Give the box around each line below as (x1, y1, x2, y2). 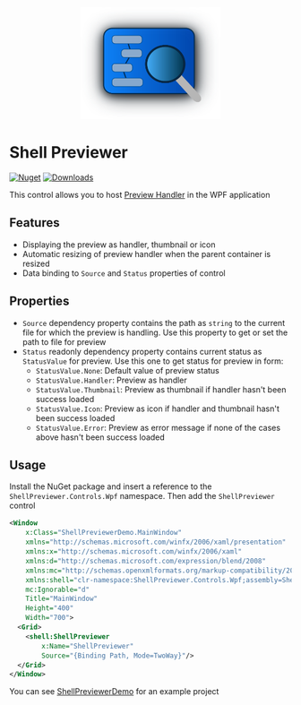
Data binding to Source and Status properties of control (21, 267, 226, 279)
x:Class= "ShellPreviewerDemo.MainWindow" (25, 529, 182, 537)
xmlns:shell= (25, 575, 74, 584)
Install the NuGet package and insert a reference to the (9, 481, 212, 492)
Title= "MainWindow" (25, 594, 99, 604)
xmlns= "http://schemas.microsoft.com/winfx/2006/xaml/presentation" (25, 537, 287, 547)
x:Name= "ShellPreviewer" (41, 641, 134, 650)
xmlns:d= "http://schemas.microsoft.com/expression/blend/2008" (25, 556, 267, 565)
